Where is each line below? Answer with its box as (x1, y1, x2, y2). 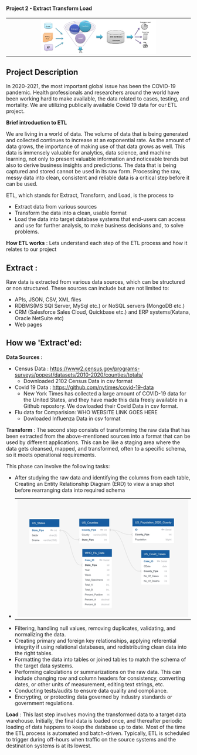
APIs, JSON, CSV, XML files (14, 296, 81, 303)
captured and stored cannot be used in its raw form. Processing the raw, (6, 168, 181, 175)
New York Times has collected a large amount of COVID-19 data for (23, 390, 186, 397)
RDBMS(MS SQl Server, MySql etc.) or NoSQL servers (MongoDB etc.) (14, 303, 185, 309)
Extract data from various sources (14, 203, 97, 210)
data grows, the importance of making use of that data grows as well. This (6, 143, 186, 150)
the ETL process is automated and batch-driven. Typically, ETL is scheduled (6, 729, 190, 737)
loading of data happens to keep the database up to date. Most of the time (6, 723, 186, 730)
